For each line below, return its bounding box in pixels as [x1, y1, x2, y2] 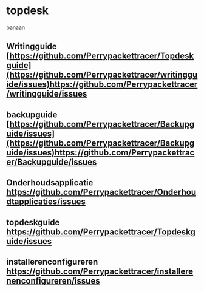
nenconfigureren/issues [6, 276, 100, 286]
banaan [6, 24, 25, 31]
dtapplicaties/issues [6, 197, 86, 207]
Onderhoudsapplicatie [6, 177, 93, 188]
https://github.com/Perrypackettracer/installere [6, 266, 194, 276]
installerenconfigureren [6, 256, 98, 267]
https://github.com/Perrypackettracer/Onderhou [6, 187, 197, 197]
